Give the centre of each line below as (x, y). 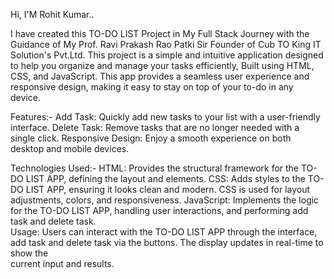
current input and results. (62, 263)
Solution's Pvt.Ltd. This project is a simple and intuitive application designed (167, 55)
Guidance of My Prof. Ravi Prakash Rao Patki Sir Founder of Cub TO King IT (166, 44)
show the (29, 253)
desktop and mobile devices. (70, 148)
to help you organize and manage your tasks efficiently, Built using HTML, (162, 65)
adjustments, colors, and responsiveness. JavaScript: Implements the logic (165, 200)
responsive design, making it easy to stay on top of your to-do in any (152, 87)
